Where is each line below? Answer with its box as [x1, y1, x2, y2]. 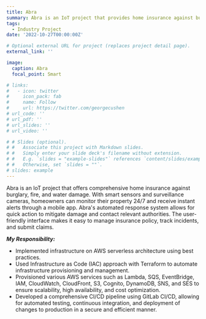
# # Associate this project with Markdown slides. [6, 145, 144, 151]
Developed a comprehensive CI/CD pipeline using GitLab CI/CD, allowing [15, 293, 199, 300]
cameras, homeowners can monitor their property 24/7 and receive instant [6, 197, 195, 204]
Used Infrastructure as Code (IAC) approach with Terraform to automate [15, 260, 198, 267]
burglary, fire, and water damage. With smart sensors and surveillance [6, 191, 184, 198]
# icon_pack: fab [6, 93, 62, 100]
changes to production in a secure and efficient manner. [15, 306, 158, 313]
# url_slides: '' [6, 122, 51, 128]
